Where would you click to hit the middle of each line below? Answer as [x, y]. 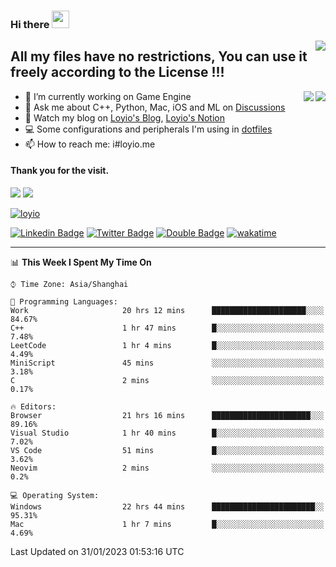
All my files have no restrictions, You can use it [159, 56]
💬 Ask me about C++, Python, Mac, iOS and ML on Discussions [155, 107]
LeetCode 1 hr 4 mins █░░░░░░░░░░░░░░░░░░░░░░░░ [167, 345]
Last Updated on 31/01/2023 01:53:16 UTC [97, 551]
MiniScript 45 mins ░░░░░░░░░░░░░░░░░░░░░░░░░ [167, 363]
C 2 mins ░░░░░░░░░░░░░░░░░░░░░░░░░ [167, 380]
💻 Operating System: [55, 495]
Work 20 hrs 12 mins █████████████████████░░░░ [167, 310]
